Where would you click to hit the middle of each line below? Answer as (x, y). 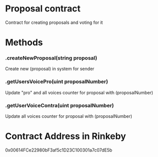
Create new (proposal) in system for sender (50, 69)
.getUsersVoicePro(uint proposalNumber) (57, 81)
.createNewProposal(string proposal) (51, 58)
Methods (24, 42)
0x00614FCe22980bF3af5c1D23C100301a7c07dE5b (59, 150)
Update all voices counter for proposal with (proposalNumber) (69, 116)
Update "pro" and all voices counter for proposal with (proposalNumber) (79, 92)
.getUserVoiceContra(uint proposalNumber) (60, 105)
